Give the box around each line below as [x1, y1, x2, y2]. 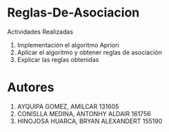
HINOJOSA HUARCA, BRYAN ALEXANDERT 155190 [17, 117, 163, 125]
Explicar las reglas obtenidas [17, 55, 99, 63]
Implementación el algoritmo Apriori [17, 41, 119, 49]
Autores [7, 80, 54, 96]
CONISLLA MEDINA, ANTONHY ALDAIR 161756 [17, 109, 151, 118]
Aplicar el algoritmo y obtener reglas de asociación [17, 48, 162, 56]
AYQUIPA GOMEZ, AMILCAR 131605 [17, 102, 119, 111]
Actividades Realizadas [7, 27, 74, 36]
